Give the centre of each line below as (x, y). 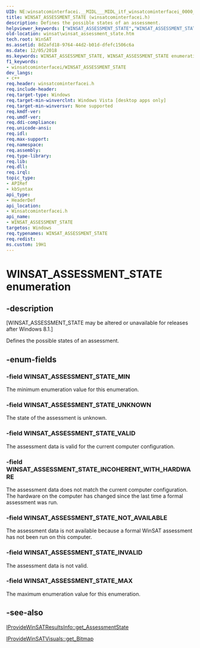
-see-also (25, 613)
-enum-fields (31, 359)
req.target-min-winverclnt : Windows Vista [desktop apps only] (86, 100)
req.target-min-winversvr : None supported (60, 106)
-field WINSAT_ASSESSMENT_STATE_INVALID (74, 553)
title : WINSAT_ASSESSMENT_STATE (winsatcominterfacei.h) (78, 17)
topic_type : (21, 178)
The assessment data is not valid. (47, 565)
